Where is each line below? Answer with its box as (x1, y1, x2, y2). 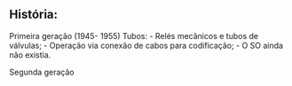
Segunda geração (9, 66, 75, 77)
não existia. (9, 49, 51, 60)
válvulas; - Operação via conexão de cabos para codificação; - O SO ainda (9, 40, 284, 51)
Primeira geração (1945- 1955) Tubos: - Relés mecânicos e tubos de (9, 30, 259, 41)
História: (9, 7, 59, 22)
